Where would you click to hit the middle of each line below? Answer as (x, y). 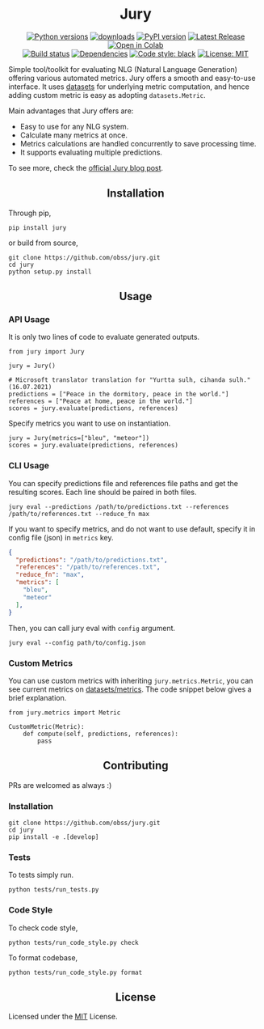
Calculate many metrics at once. (73, 135)
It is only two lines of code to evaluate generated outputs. (104, 337)
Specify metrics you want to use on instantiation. (90, 423)
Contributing (136, 766)
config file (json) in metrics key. (61, 537)
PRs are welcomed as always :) (60, 785)
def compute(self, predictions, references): (101, 734)
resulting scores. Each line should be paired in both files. (103, 492)
